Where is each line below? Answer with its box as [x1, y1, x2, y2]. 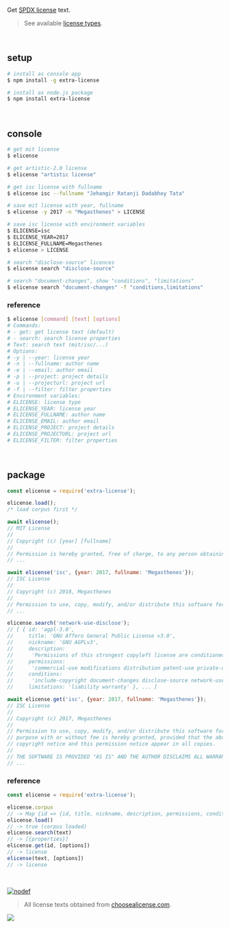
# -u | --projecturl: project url [7, 380, 106, 387]
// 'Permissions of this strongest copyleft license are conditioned [7, 652, 225, 658]
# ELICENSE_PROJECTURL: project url [7, 431, 112, 438]
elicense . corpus [7, 804, 53, 811]
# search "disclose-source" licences [7, 259, 115, 266]
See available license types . [23, 19, 103, 27]
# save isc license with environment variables [7, 221, 146, 228]
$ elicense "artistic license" [7, 171, 97, 178]
